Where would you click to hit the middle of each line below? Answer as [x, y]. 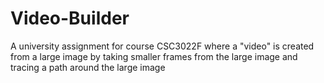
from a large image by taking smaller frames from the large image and [154, 56]
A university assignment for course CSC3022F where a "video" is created [162, 46]
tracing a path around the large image [88, 67]
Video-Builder [70, 18]
